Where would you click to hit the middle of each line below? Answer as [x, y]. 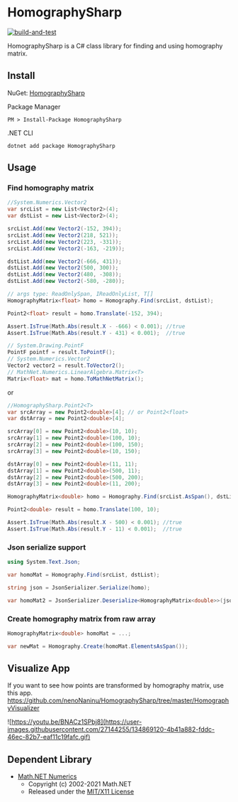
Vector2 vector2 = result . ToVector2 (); [66, 366]
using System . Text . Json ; [44, 562]
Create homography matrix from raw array [81, 619]
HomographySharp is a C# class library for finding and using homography [115, 46]
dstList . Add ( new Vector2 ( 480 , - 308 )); [64, 274]
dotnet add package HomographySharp [61, 146]
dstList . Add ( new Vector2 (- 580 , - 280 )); [66, 282]
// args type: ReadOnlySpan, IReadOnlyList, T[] [80, 294]
